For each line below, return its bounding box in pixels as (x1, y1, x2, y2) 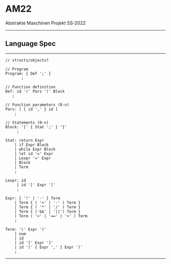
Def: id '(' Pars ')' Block (5, 89, 65, 94)
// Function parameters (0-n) (5, 102, 70, 107)
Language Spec (5, 39, 56, 48)
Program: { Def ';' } (5, 71, 51, 76)
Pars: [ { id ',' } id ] (5, 106, 58, 112)
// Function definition (5, 84, 56, 90)
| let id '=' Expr (14, 151, 53, 156)
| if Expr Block (14, 142, 49, 148)
